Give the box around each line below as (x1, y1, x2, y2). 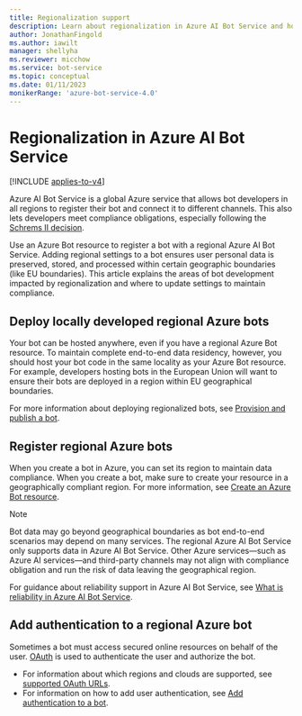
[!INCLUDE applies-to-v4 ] (9, 177, 105, 187)
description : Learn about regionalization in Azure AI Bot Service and (9, 22, 283, 31)
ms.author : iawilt (9, 38, 78, 48)
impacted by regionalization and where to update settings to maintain (9, 278, 266, 289)
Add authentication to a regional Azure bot (9, 618, 253, 633)
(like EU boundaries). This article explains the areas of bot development (9, 268, 274, 279)
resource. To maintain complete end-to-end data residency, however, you (9, 348, 282, 358)
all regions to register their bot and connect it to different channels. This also (9, 204, 293, 214)
